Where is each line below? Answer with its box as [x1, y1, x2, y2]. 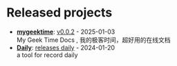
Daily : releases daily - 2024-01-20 [16, 43, 115, 52]
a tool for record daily [16, 50, 78, 59]
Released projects [6, 5, 113, 21]
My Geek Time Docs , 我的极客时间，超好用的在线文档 [16, 36, 171, 44]
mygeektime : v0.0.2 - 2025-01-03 [16, 27, 115, 36]
